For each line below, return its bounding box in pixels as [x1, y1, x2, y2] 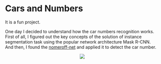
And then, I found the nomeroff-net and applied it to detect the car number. [5, 44, 157, 50]
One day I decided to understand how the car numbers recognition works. [5, 28, 154, 34]
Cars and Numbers [5, 3, 83, 14]
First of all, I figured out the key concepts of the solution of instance [5, 34, 142, 40]
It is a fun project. [5, 19, 41, 25]
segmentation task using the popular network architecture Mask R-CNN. [5, 39, 151, 44]
